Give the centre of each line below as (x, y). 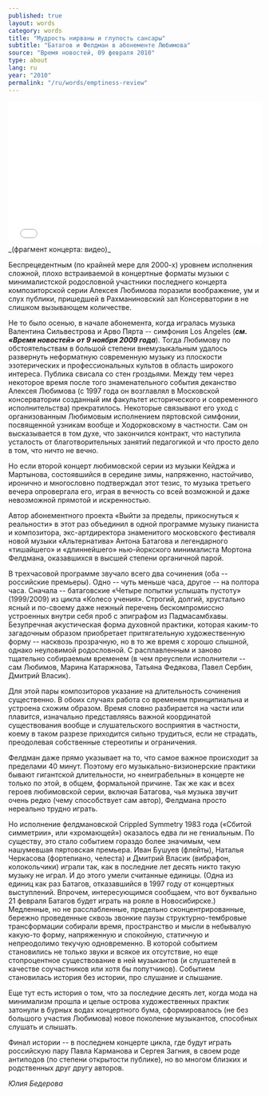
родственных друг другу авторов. (66, 1068)
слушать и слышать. (43, 1026)
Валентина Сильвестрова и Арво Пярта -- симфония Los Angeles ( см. (128, 331)
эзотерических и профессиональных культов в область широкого (121, 365)
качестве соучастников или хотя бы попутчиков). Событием (112, 969)
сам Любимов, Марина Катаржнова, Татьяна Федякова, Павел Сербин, (131, 667)
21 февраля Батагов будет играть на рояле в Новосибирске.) (112, 901)
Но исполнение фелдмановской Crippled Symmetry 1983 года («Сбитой (130, 824)
